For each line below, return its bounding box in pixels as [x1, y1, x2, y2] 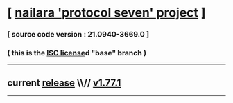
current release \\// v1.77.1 [7, 77, 121, 88]
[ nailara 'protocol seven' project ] [7, 5, 206, 21]
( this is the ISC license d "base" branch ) [7, 48, 147, 58]
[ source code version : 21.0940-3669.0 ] [7, 30, 150, 39]
